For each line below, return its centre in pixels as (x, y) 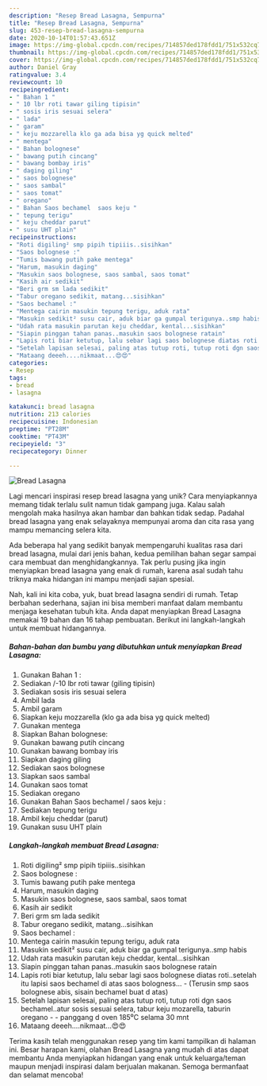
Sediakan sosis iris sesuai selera (73, 692)
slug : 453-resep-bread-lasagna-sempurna (77, 30)
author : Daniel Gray (43, 68)
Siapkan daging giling (56, 759)
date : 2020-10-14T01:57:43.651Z (62, 38)
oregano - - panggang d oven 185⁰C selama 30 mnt (105, 1018)
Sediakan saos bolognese (63, 768)
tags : (18, 378)
